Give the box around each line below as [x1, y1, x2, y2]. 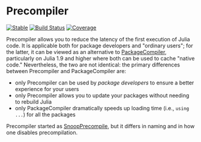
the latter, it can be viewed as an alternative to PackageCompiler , [6, 48, 167, 55]
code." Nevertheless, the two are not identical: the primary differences [6, 61, 180, 68]
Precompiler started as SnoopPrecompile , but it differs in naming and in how [6, 122, 195, 129]
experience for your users [14, 85, 79, 92]
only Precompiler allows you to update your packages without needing [14, 92, 190, 99]
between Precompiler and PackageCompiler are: [6, 67, 127, 74]
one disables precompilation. [6, 129, 78, 136]
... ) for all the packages [14, 111, 76, 118]
